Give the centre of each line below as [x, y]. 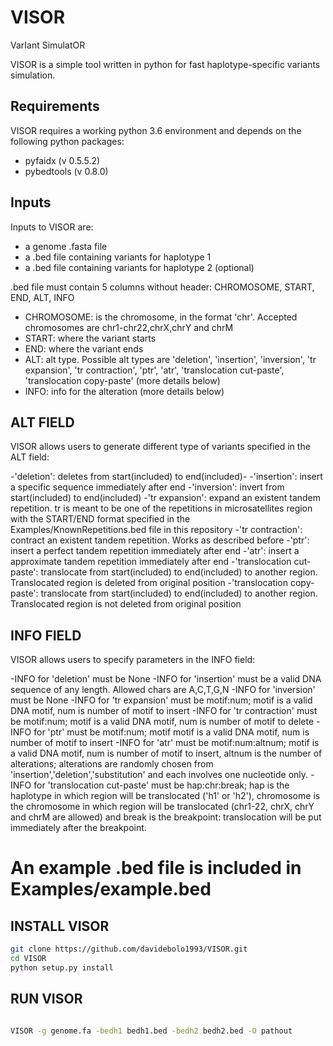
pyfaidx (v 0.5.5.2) [62, 160]
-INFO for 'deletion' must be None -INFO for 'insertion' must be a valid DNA [166, 679]
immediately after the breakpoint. [78, 828]
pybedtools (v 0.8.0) [66, 171]
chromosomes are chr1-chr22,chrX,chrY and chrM [129, 327]
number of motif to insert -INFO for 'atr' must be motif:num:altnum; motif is [165, 743]
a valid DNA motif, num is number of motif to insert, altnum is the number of [166, 753]
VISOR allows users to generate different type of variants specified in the [160, 447]
